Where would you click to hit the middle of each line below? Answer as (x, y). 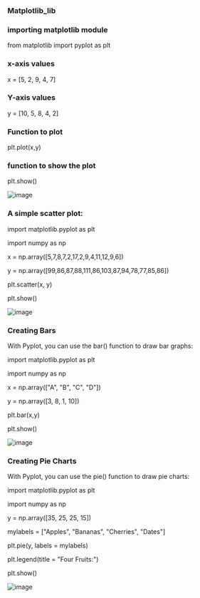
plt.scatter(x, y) (30, 284)
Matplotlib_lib (32, 11)
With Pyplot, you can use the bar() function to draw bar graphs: (100, 346)
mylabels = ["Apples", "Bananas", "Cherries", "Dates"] (86, 532)
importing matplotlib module (58, 29)
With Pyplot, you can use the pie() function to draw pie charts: (99, 477)
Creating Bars (32, 330)
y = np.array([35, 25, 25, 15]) (49, 518)
